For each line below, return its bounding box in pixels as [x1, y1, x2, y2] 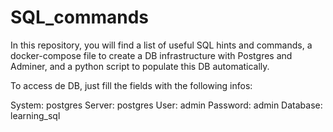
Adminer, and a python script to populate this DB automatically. [10, 60, 270, 72]
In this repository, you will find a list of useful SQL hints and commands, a [10, 39, 313, 51]
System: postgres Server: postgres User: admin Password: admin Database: [10, 99, 323, 111]
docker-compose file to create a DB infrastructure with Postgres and [10, 49, 293, 61]
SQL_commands [10, 6, 150, 29]
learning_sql [10, 109, 61, 121]
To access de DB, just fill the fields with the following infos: [10, 79, 253, 91]
